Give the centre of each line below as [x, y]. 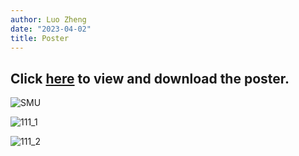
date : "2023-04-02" [51, 29]
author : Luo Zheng [48, 19]
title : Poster [40, 38]
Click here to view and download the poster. [150, 78]
